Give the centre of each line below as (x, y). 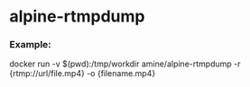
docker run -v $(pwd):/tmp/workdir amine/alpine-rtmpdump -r (125, 64)
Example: (30, 45)
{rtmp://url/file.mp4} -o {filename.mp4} (83, 74)
